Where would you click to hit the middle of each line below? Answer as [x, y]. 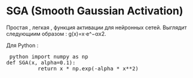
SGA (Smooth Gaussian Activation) [95, 11]
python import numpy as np [49, 57]
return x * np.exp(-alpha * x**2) [88, 68]
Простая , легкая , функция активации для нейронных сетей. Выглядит [96, 27]
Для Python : [22, 45]
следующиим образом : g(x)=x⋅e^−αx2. [56, 33]
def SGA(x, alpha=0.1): [41, 63]
